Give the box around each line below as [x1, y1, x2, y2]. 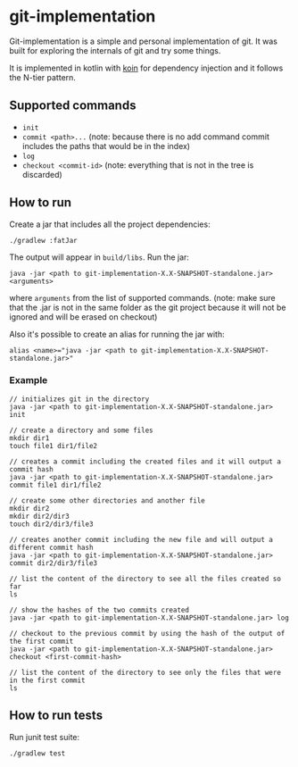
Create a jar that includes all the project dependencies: [9, 219, 211, 229]
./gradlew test [9, 748, 66, 758]
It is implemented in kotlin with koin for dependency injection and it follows [9, 63, 284, 73]
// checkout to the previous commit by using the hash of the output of [9, 629, 286, 638]
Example [9, 374, 48, 387]
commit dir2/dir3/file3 [9, 558, 98, 568]
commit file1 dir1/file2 [9, 480, 102, 489]
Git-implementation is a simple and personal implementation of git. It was [9, 36, 278, 46]
